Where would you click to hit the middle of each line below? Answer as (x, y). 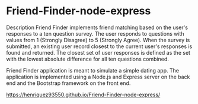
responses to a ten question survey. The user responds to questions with (95, 33)
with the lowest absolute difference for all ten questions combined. (87, 59)
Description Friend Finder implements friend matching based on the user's (97, 27)
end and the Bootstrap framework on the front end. (68, 83)
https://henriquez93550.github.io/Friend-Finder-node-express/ (83, 94)
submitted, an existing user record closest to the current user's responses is (99, 46)
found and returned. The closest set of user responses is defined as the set (98, 52)
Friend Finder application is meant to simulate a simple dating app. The (93, 70)
